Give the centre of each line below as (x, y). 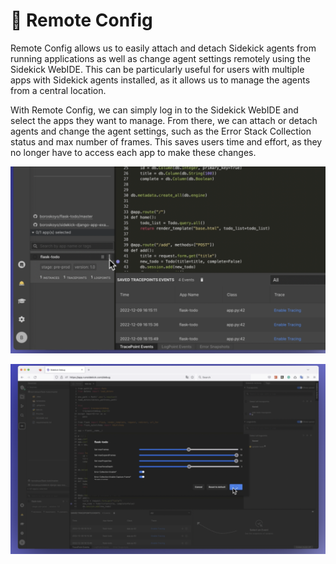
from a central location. (58, 90)
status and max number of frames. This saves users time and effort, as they (166, 141)
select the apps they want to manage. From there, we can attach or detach (164, 120)
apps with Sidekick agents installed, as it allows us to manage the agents (160, 80)
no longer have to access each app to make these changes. (133, 152)
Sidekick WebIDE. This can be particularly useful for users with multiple (157, 69)
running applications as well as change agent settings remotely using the (160, 58)
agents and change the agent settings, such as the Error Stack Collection (161, 131)
